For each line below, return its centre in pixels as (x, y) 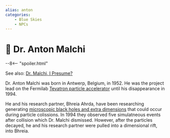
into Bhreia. (17, 131)
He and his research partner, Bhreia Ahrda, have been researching (75, 104)
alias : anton (19, 10)
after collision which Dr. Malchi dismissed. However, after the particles (79, 120)
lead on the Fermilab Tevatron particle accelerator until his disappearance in (85, 89)
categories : (18, 15)
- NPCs (21, 24)
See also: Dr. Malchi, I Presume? (39, 73)
